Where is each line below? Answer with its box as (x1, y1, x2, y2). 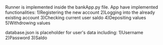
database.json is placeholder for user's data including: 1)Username (5, 30, 144, 35)
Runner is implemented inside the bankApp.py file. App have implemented (5, 4, 158, 10)
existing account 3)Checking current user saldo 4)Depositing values (5, 15, 146, 20)
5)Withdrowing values (5, 20, 51, 26)
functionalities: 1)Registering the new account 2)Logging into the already (5, 9, 155, 15)
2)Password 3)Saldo (5, 35, 48, 41)
